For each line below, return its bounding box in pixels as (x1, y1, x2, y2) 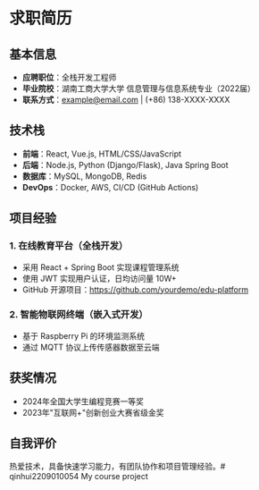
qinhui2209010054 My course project (9, 471, 149, 482)
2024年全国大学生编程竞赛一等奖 (21, 395, 145, 407)
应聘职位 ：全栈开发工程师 (21, 72, 117, 82)
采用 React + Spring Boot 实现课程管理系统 (21, 261, 180, 273)
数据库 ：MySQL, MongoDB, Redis (21, 171, 147, 182)
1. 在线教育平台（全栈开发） (9, 240, 129, 252)
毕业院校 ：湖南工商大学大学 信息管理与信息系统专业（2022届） (21, 83, 256, 94)
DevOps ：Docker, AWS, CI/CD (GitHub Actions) (21, 182, 199, 192)
